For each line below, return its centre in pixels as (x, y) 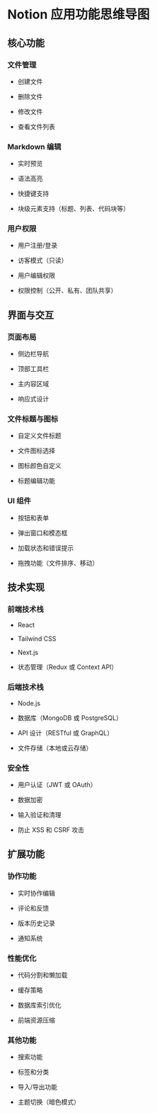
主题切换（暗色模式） (48, 1102)
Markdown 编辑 (34, 147)
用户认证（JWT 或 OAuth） (57, 785)
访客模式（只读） (42, 261)
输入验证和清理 (39, 815)
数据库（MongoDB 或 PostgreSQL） (70, 718)
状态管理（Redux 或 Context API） (68, 667)
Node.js (29, 703)
